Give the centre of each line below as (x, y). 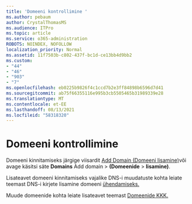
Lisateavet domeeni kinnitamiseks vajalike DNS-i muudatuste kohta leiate (94, 178)
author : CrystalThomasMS (36, 22)
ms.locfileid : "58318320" (37, 115)
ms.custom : (19, 60)
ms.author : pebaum (28, 17)
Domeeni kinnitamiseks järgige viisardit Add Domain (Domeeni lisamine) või (96, 160)
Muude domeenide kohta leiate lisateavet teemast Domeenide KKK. (87, 195)
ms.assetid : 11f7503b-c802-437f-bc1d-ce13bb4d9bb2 (69, 55)
